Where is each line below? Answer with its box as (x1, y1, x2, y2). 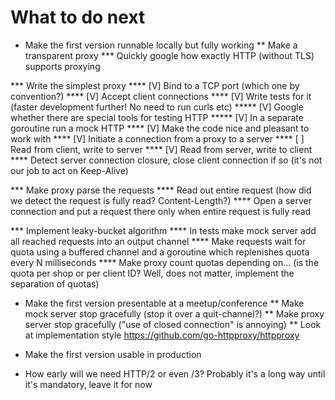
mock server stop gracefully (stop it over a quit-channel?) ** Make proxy (24, 307, 325, 320)
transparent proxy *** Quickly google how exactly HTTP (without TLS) (24, 49, 315, 61)
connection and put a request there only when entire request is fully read (10, 205, 312, 217)
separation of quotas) (10, 277, 100, 290)
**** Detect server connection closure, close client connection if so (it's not (10, 154, 323, 166)
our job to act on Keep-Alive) (10, 164, 129, 176)
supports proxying (24, 60, 101, 72)
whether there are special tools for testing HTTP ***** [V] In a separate (10, 111, 304, 123)
